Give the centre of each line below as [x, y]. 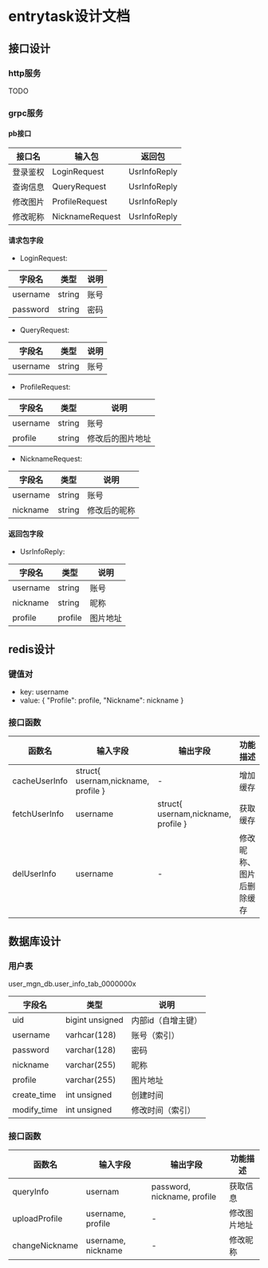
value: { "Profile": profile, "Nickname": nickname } [102, 700]
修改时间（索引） [163, 1111]
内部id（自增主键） [167, 1020]
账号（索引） [155, 1036]
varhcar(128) [91, 1035]
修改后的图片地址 [119, 438]
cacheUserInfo [40, 781]
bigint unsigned [94, 1020]
